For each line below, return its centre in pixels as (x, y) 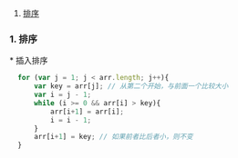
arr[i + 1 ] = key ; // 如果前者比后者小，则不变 (113, 137)
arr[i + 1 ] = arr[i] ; (87, 112)
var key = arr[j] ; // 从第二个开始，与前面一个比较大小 (131, 86)
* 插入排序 (29, 61)
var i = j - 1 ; (62, 95)
